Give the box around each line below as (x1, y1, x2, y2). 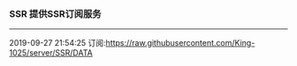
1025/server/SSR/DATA (9, 48, 93, 58)
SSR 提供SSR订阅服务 (9, 7, 102, 19)
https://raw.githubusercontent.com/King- (105, 38, 255, 48)
